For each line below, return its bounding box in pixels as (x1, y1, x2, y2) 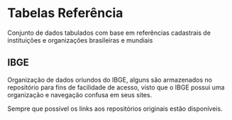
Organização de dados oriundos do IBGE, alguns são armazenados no (7, 75, 213, 84)
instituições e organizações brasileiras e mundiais (7, 36, 153, 44)
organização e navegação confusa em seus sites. (7, 90, 153, 99)
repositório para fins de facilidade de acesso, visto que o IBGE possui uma (7, 83, 225, 92)
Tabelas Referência (7, 5, 123, 21)
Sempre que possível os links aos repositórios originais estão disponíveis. (7, 104, 223, 113)
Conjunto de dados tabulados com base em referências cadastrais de (7, 28, 211, 37)
